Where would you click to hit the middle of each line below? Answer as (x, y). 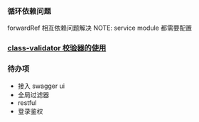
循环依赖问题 (29, 11)
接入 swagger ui (41, 86)
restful (27, 102)
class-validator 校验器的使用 (57, 48)
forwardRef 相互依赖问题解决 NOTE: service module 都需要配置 (100, 28)
